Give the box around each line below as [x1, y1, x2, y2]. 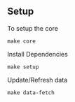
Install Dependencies [7, 50, 68, 58]
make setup [7, 63, 39, 71]
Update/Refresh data [7, 75, 68, 84]
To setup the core [7, 24, 58, 32]
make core [7, 38, 36, 45]
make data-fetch [7, 89, 55, 96]
